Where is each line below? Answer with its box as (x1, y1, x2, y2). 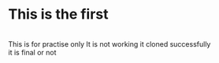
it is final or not (8, 47, 57, 57)
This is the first (8, 5, 109, 23)
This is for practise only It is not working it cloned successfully (8, 39, 211, 48)
